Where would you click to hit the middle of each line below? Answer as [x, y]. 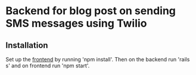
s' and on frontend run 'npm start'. [48, 66]
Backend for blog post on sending [91, 11]
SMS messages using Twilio [76, 23]
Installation [27, 45]
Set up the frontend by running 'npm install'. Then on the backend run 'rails [98, 59]
